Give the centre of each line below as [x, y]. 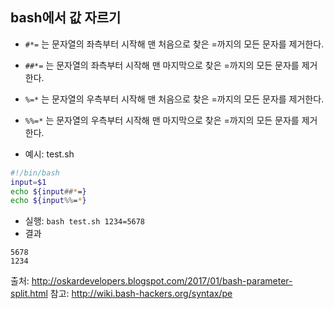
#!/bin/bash [35, 173]
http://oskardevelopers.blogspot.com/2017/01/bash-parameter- [162, 281]
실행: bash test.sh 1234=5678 [85, 221]
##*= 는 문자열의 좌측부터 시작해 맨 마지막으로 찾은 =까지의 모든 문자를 [162, 65]
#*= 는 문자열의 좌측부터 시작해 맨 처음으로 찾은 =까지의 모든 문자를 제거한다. [174, 44]
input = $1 [28, 182]
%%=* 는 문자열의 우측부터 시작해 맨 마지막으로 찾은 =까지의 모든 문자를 [162, 120]
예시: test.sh [49, 154]
